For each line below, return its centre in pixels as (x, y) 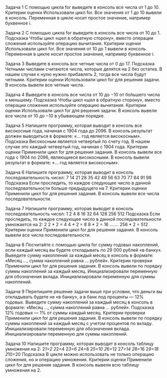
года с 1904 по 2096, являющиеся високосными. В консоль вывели (77, 157)
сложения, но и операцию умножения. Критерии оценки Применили (79, 360)
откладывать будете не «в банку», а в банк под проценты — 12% (74, 297)
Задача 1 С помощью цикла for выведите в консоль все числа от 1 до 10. (83, 7)
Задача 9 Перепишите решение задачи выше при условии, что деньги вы (84, 291)
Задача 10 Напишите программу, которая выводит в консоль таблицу (80, 344)
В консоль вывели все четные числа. (45, 85)
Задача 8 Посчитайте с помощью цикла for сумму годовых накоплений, (82, 245)
